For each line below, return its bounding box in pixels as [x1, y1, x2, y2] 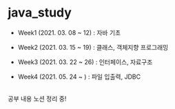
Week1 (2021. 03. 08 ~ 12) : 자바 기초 [17, 28, 121, 37]
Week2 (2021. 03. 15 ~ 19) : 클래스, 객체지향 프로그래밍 [17, 43, 169, 51]
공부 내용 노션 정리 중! [8, 95, 67, 103]
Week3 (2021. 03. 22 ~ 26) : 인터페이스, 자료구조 [17, 57, 153, 66]
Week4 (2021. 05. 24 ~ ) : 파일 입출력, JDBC [17, 72, 141, 81]
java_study [8, 5, 72, 21]
